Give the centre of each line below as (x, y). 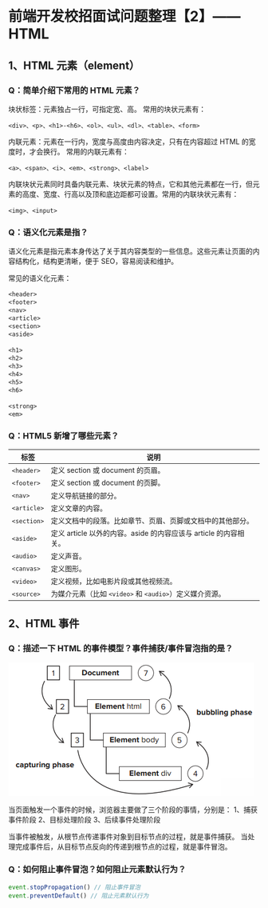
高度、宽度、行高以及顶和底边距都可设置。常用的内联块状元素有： (130, 194)
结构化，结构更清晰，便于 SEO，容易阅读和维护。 (97, 262)
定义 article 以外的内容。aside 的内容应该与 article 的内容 (144, 534)
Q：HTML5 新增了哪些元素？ (64, 436)
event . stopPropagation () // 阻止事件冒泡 (75, 887)
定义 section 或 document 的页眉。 (108, 470)
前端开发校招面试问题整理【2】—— (124, 16)
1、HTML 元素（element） (74, 65)
